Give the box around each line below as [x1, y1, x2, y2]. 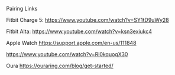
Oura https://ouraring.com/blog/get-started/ [6, 62, 114, 69]
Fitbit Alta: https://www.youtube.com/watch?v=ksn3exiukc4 [6, 28, 153, 35]
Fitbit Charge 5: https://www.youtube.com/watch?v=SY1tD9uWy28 [6, 17, 170, 23]
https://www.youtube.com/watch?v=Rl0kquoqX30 [6, 51, 128, 58]
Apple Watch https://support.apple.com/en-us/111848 [6, 40, 137, 46]
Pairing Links [6, 5, 38, 12]
